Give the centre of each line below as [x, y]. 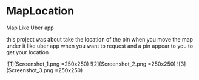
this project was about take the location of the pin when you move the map [99, 39]
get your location [28, 52]
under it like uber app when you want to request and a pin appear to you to [99, 46]
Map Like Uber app [30, 28]
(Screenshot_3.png [30, 70]
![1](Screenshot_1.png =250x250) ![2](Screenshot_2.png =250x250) [91, 64]
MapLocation [40, 11]
